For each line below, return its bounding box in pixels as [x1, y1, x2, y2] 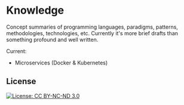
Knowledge [6, 4, 65, 17]
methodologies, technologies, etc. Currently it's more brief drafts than [6, 29, 178, 36]
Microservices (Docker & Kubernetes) [14, 59, 108, 66]
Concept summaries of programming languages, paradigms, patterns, [6, 23, 178, 30]
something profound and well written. [6, 36, 99, 43]
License [6, 76, 36, 87]
